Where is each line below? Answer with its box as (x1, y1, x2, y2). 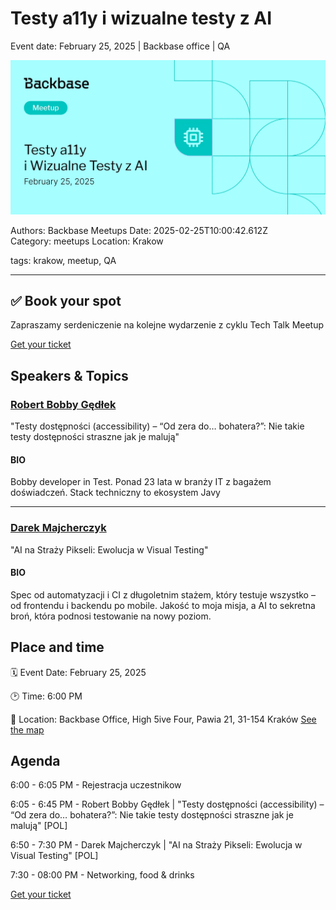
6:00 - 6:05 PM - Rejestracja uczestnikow (10, 779, 182, 791)
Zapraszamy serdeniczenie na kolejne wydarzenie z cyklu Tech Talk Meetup (10, 319, 325, 331)
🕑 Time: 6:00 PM (10, 690, 83, 702)
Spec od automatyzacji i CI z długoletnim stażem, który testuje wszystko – (10, 588, 316, 601)
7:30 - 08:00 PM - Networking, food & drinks (10, 869, 195, 881)
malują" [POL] (10, 820, 68, 832)
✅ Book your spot (10, 292, 122, 309)
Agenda (10, 752, 61, 769)
